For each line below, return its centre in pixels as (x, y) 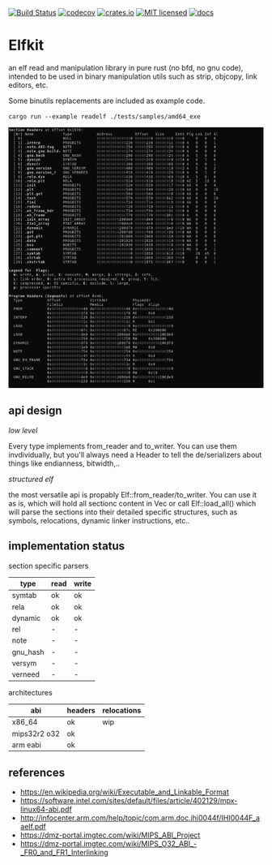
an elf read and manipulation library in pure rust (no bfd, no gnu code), (126, 67)
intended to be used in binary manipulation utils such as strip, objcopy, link (133, 76)
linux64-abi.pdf (46, 809)
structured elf (31, 479)
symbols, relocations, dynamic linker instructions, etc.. (99, 520)
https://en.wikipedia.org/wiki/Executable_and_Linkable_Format (124, 792)
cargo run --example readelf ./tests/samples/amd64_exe (104, 116)
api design (35, 411)
